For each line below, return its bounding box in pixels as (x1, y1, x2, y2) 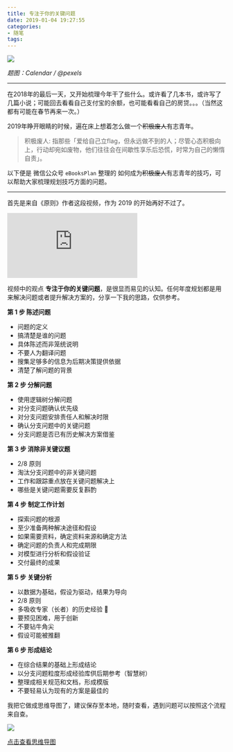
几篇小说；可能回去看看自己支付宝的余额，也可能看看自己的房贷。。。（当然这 (7, 98, 223, 107)
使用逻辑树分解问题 (17, 396, 73, 404)
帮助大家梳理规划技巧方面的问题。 (12, 177, 111, 186)
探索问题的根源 (17, 515, 60, 523)
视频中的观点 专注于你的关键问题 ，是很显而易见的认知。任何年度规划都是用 (7, 285, 222, 293)
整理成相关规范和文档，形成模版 (17, 678, 109, 686)
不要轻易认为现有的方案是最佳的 (17, 687, 109, 695)
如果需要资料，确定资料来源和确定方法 (17, 532, 127, 541)
